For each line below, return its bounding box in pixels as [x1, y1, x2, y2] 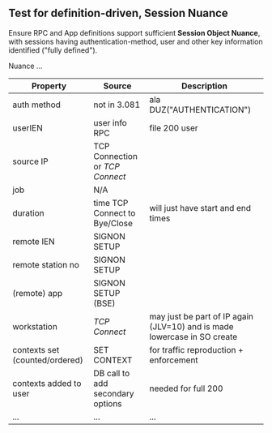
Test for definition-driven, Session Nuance [8, 6, 228, 20]
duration [12, 207, 45, 218]
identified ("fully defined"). [8, 45, 98, 55]
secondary [93, 388, 135, 399]
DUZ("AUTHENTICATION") [149, 104, 252, 115]
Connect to [93, 207, 136, 218]
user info [93, 117, 127, 128]
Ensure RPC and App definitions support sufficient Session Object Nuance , [8, 28, 261, 37]
